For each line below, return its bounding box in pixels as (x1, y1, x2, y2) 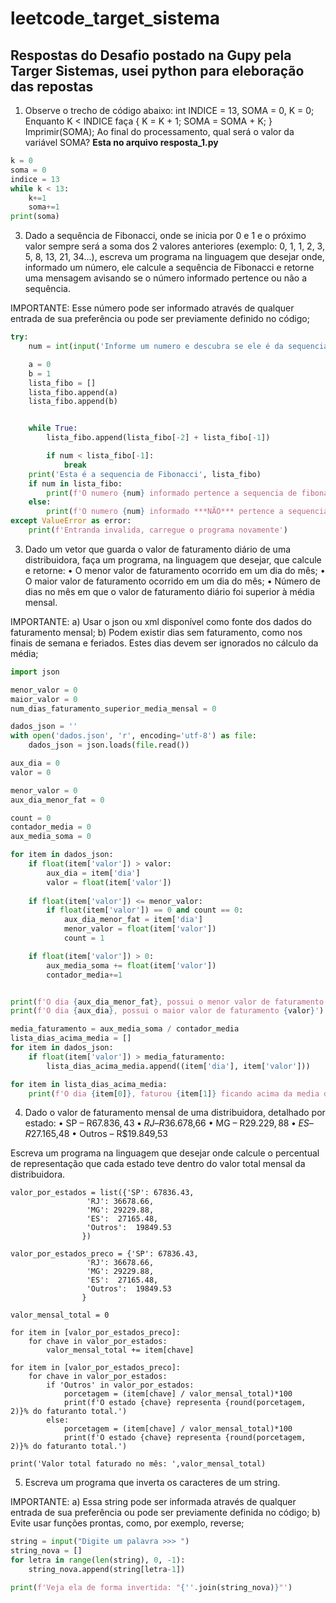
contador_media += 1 (46, 970, 123, 980)
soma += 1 (28, 202, 60, 212)
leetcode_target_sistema (10, 7, 220, 30)
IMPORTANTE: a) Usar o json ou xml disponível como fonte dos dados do (10, 615, 312, 627)
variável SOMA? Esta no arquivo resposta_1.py (24, 137, 219, 148)
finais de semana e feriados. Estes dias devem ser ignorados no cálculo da (10, 637, 319, 649)
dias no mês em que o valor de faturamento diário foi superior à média (24, 585, 315, 597)
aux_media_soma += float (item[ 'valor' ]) (46, 960, 217, 971)
